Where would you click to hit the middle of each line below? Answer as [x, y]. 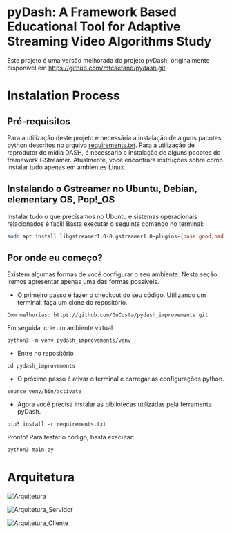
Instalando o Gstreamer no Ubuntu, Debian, [102, 189]
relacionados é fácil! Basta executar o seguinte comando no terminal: [106, 223]
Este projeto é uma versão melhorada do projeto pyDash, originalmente [108, 60]
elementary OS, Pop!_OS [61, 200]
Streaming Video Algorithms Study [109, 41]
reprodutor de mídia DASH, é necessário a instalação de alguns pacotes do [114, 152]
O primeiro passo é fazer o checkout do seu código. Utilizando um [112, 295]
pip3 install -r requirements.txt [57, 425]
